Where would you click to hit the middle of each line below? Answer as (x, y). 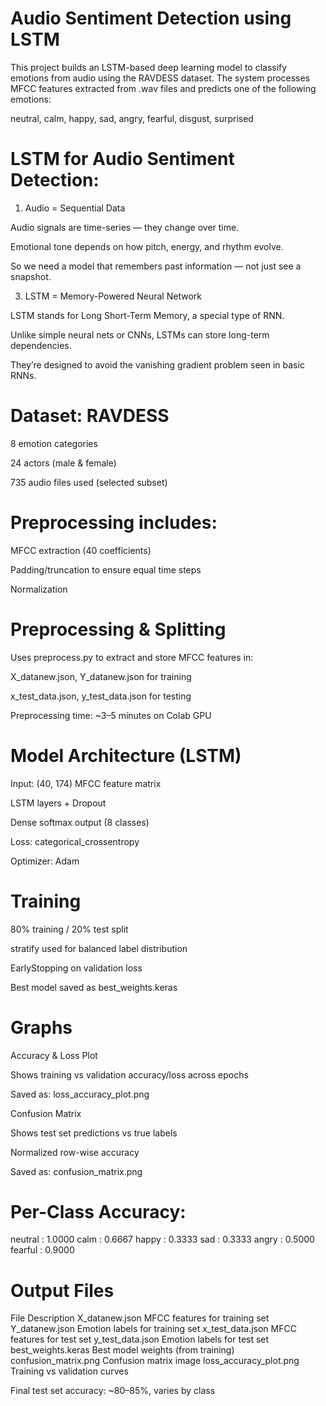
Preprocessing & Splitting (118, 629)
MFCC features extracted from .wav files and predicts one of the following (163, 88)
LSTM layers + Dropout (58, 803)
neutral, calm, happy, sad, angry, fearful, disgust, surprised (132, 118)
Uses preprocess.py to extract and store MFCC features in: (132, 657)
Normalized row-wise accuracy (75, 1152)
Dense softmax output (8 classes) (80, 822)
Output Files (62, 1290)
